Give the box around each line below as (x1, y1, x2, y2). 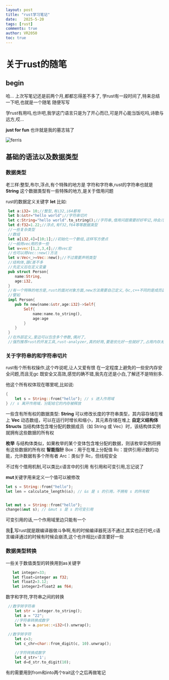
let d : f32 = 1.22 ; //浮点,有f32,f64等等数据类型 (8, 222, 98, 228)
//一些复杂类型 (8, 227, 35, 232)
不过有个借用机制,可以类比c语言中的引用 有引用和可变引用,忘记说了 (6, 463, 144, 469)
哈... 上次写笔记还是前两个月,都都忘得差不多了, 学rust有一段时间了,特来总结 (6, 93, 160, 99)
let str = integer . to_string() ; (15, 609, 82, 614)
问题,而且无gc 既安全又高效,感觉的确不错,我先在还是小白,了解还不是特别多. (10, 371, 163, 377)
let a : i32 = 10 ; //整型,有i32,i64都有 (8, 208, 81, 214)
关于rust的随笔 (6, 59, 67, 70)
